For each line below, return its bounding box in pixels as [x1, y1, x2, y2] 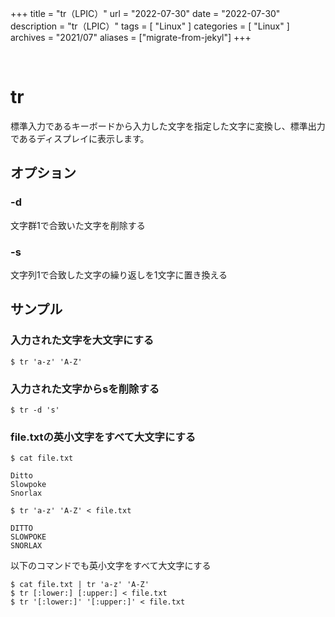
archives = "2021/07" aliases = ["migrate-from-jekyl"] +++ [10, 32, 252, 43]
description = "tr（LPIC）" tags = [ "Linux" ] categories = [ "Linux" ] [10, 20, 290, 32]
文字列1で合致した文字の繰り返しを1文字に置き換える [10, 268, 228, 281]
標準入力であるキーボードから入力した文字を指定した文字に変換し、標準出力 [10, 120, 326, 132]
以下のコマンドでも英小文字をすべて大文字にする [10, 560, 212, 572]
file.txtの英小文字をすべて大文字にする [10, 430, 197, 444]
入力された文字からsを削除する [10, 382, 160, 396]
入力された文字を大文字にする [10, 333, 155, 347]
